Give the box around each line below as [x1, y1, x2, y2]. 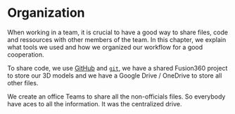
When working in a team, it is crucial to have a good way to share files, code [7, 28, 229, 36]
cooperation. [7, 50, 44, 59]
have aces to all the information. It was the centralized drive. [7, 99, 182, 108]
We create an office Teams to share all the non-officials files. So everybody [7, 92, 226, 101]
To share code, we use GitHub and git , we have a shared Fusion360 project [7, 64, 228, 72]
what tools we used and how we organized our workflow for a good [7, 43, 203, 51]
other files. [7, 78, 39, 87]
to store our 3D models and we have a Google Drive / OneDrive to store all [7, 71, 222, 80]
